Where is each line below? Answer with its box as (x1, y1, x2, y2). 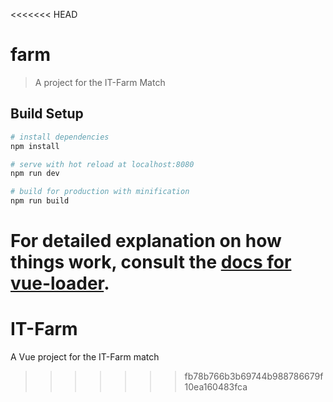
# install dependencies (10, 132, 110, 142)
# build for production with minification (10, 187, 190, 197)
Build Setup (10, 105, 84, 123)
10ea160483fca (184, 381, 248, 393)
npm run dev (10, 169, 60, 179)
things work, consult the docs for (10, 251, 292, 274)
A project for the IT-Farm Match (34, 76, 166, 88)
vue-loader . (10, 272, 110, 295)
